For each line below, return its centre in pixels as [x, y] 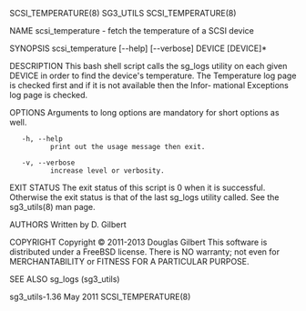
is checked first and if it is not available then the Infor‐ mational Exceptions [149, 85]
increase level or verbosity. [107, 171]
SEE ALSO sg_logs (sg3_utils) [65, 279]
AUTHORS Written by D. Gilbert [68, 225]
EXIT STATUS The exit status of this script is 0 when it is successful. [138, 187]
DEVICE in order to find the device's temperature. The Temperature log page [153, 75]
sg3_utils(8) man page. [52, 207]
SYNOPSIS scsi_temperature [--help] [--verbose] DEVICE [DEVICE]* [138, 48]
